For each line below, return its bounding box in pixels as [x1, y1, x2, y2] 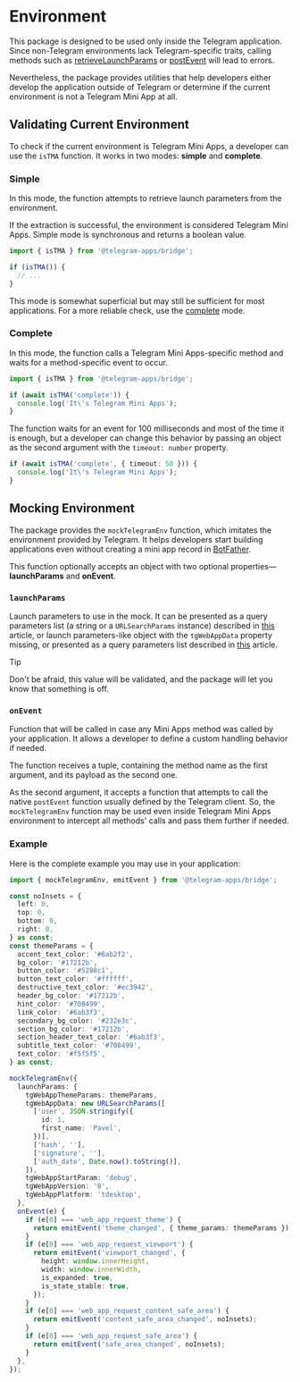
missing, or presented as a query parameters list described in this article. [9, 639, 279, 650]
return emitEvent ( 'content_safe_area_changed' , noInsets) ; [32, 1315, 257, 1324]
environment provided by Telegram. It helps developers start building [9, 534, 263, 544]
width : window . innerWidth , [41, 1265, 142, 1275]
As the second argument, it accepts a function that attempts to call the [9, 787, 269, 797]
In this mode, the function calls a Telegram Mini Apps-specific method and [9, 347, 284, 358]
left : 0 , [17, 900, 50, 909]
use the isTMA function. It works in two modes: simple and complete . [9, 150, 263, 161]
